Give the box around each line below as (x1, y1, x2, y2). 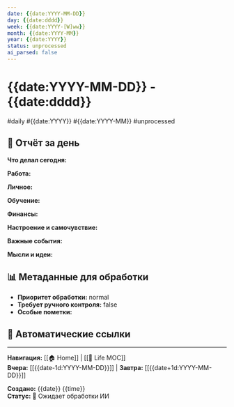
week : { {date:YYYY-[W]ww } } (7, 23, 86, 30)
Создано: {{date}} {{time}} (7, 385, 86, 393)
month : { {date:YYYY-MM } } (7, 29, 79, 37)
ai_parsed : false (7, 49, 58, 56)
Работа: (7, 169, 31, 178)
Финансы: (7, 210, 38, 218)
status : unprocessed (7, 43, 68, 49)
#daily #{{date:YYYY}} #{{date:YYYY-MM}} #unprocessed (7, 116, 175, 125)
